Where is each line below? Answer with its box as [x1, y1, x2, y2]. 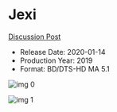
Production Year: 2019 [19, 56, 93, 65]
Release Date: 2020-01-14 [19, 47, 106, 56]
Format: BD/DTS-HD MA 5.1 [19, 64, 110, 73]
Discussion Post [8, 32, 61, 41]
